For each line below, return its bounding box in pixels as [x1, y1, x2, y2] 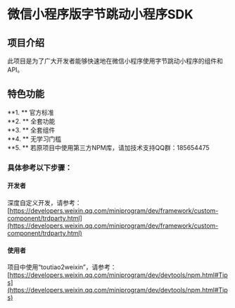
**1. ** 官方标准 [7, 108, 54, 116]
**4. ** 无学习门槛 [7, 135, 62, 143]
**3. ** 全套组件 [7, 125, 56, 134]
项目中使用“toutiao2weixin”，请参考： [7, 263, 118, 271]
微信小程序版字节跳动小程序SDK [7, 6, 193, 23]
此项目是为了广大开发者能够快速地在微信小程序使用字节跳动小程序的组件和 [7, 57, 223, 65]
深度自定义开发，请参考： [7, 198, 82, 207]
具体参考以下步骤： [7, 163, 72, 173]
